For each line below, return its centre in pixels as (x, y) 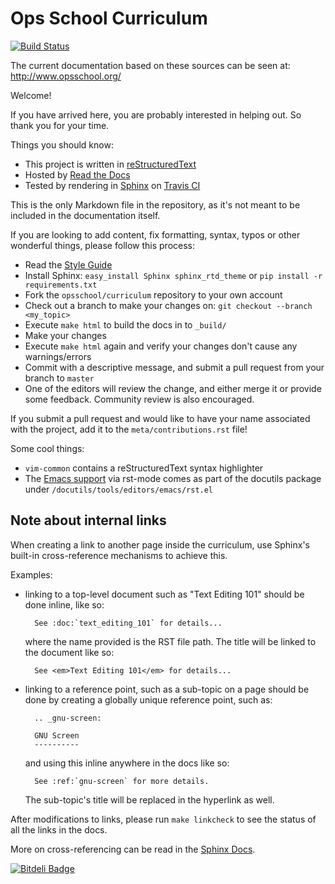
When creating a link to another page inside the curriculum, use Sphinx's (160, 544)
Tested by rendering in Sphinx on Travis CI (112, 185)
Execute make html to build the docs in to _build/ (125, 324)
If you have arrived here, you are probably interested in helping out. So (156, 114)
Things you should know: (62, 144)
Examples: (31, 574)
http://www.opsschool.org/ (66, 76)
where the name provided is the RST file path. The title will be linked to (170, 641)
